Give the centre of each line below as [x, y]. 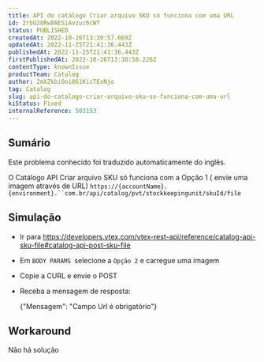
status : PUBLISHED [38, 30]
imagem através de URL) [48, 186]
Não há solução [33, 350]
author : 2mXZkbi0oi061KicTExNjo [61, 81]
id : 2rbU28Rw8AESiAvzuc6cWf [54, 23]
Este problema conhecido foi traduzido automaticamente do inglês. [117, 162]
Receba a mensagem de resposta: [75, 291]
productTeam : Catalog [44, 74]
